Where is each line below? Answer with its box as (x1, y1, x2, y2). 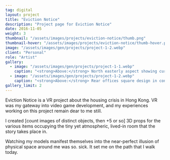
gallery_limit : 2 (5, 83, 42, 88)
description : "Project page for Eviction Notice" (5, 21, 112, 27)
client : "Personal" (5, 50, 47, 55)
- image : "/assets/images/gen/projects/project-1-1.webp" (10, 64, 135, 69)
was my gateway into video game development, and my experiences (5, 102, 148, 108)
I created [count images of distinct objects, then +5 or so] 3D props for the (5, 117, 161, 123)
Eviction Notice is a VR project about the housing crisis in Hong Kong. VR (5, 97, 158, 103)
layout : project (5, 12, 39, 17)
